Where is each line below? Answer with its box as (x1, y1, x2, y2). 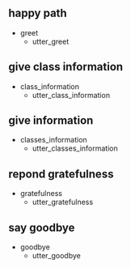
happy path (8, 6, 67, 20)
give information (8, 113, 94, 128)
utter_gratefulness (32, 198, 94, 207)
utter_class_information (32, 90, 111, 100)
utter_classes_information (32, 143, 119, 153)
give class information (8, 60, 124, 74)
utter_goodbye (32, 251, 81, 261)
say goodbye (8, 220, 75, 234)
